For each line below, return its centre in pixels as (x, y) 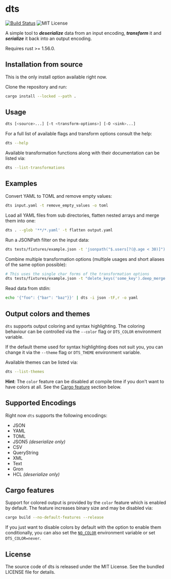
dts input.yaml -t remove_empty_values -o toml (57, 205)
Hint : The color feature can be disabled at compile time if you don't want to (85, 381)
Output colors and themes (48, 314)
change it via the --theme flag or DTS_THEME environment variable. (73, 352)
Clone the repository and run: (36, 87)
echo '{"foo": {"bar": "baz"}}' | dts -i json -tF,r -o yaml (72, 298)
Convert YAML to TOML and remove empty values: (59, 196)
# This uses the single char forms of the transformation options (77, 274)
